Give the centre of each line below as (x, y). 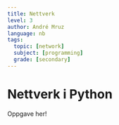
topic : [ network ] (39, 46)
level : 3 (20, 20)
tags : (15, 40)
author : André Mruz (36, 27)
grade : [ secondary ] (42, 60)
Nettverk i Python (60, 94)
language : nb (26, 33)
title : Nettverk (31, 14)
